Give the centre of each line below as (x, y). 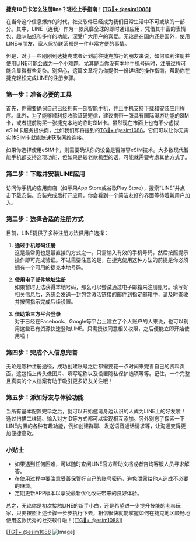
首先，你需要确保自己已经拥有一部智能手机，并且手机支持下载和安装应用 (93, 108)
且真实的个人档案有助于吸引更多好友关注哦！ (60, 381)
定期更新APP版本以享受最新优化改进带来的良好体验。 (78, 493)
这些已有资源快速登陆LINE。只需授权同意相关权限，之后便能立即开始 (102, 328)
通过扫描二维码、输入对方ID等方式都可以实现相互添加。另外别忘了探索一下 (95, 419)
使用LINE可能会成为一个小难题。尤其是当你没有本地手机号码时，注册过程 (93, 63)
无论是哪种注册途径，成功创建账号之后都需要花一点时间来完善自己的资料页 (95, 366)
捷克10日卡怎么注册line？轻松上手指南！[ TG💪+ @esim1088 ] (78, 9)
